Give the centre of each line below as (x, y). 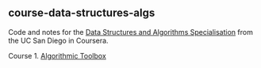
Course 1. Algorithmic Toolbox (58, 55)
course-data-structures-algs (82, 13)
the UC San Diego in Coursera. (58, 40)
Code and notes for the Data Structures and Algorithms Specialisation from (131, 32)
